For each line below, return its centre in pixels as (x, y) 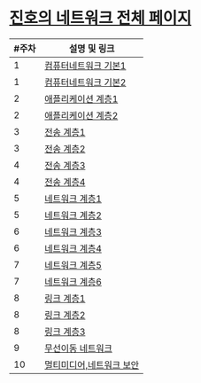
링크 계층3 (65, 332)
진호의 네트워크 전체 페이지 (100, 18)
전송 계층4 (65, 182)
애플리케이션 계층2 (81, 115)
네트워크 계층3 (73, 231)
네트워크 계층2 (73, 215)
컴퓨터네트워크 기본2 (85, 82)
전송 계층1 (65, 132)
